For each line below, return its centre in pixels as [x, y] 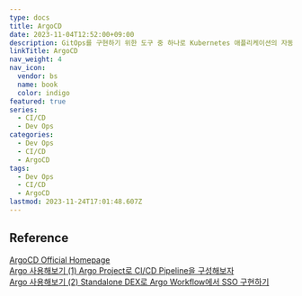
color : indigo [44, 93]
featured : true [38, 101]
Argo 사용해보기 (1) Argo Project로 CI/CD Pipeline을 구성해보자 [122, 270]
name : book [38, 85]
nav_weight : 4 [36, 59]
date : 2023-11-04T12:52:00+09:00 [72, 34]
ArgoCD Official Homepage [60, 260]
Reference [39, 238]
